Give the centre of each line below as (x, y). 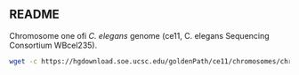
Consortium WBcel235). (53, 45)
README (34, 15)
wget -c (24, 61)
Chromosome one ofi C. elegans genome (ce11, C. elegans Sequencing (139, 35)
